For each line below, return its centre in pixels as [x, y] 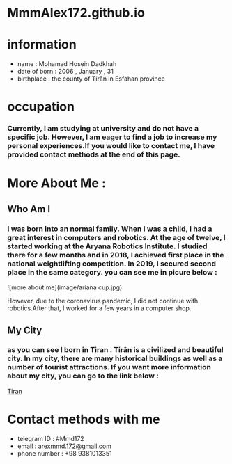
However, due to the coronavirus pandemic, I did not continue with [103, 301]
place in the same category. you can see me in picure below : [112, 272]
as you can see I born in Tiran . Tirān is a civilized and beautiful [116, 350]
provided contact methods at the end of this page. [94, 154]
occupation [41, 107]
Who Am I [29, 209]
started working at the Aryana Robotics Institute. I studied [107, 246]
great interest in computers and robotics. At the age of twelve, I [116, 237]
